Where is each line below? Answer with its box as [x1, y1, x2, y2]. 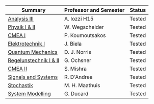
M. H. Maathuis [64, 82, 100, 89]
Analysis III [8, 15, 34, 22]
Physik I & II [8, 24, 36, 30]
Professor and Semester [64, 7, 125, 13]
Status [130, 7, 146, 13]
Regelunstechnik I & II [8, 57, 60, 64]
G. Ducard [64, 90, 89, 97]
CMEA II [8, 65, 27, 72]
